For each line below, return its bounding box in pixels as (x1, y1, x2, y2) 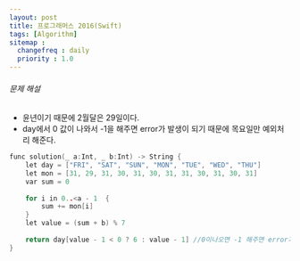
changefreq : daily (17, 46, 90, 55)
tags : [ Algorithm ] (9, 29, 78, 38)
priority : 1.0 (17, 54, 74, 63)
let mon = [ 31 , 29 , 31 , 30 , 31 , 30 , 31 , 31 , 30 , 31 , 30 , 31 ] (25, 168, 258, 178)
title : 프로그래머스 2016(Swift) (9, 21, 122, 30)
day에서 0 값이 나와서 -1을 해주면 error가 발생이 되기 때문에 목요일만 (21, 124, 261, 135)
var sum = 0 (25, 177, 70, 186)
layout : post (9, 12, 58, 22)
